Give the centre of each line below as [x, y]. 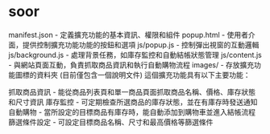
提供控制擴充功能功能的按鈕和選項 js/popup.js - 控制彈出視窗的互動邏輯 [141, 45]
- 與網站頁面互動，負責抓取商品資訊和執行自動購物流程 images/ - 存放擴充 [131, 65]
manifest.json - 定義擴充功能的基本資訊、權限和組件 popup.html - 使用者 [128, 35]
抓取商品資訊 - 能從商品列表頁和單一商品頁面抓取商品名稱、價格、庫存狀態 [132, 91]
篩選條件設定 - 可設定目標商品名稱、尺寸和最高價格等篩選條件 [111, 122]
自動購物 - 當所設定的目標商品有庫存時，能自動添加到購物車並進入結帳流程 [132, 112]
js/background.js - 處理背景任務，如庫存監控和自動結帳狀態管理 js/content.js [135, 55]
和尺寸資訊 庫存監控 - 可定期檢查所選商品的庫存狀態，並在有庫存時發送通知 [133, 102]
